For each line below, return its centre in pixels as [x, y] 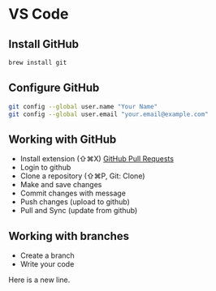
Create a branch [47, 255]
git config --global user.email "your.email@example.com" [108, 114]
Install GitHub [44, 44]
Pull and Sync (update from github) [79, 211]
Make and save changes [61, 185]
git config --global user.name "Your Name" [83, 106]
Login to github [45, 168]
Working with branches [69, 236]
